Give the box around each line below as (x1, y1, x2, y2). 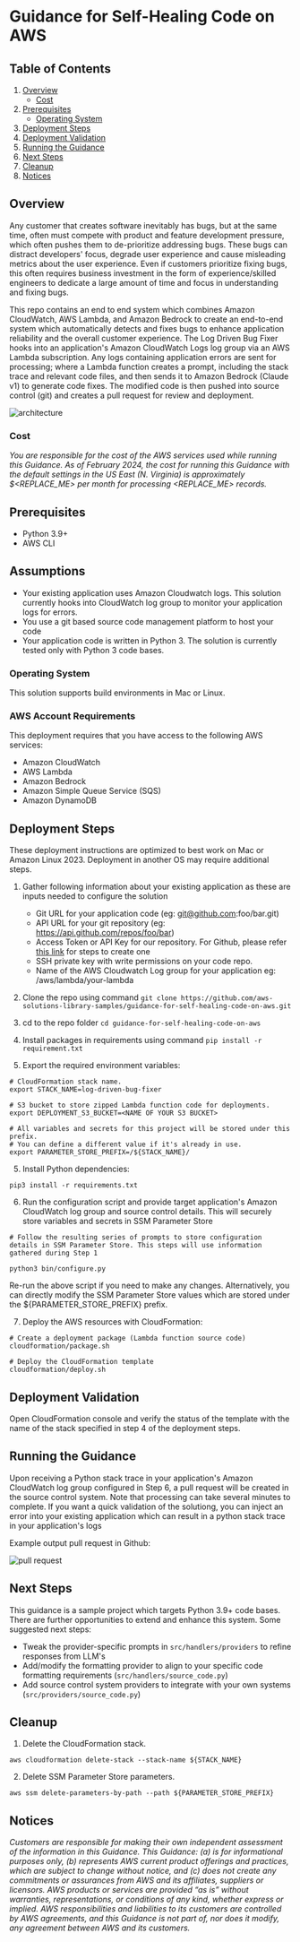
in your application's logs (9, 1520, 102, 1531)
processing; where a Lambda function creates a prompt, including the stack (9, 361, 289, 372)
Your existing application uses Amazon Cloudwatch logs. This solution (21, 587, 282, 598)
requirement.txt (21, 1044, 83, 1054)
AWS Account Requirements (9, 710, 136, 722)
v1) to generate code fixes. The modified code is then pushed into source (9, 380, 279, 391)
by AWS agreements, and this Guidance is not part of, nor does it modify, (9, 1913, 280, 1924)
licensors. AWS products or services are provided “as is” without (9, 1885, 249, 1895)
